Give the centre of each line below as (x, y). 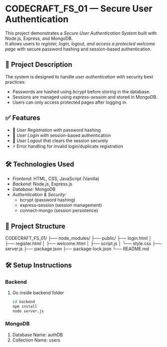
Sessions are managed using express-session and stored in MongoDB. (85, 97)
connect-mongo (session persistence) (59, 210)
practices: (15, 82)
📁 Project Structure (35, 226)
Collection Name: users (36, 340)
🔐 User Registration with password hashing (56, 130)
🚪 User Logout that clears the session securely (60, 141)
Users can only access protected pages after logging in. (70, 102)
